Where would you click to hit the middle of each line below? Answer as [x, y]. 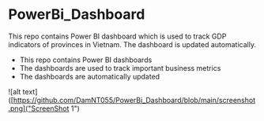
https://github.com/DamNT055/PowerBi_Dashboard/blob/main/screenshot [134, 100]
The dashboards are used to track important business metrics [120, 68]
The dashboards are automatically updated [90, 76]
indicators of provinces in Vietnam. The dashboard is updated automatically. [132, 44]
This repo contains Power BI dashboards [86, 60]
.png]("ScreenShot [39, 108]
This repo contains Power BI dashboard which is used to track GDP [117, 36]
